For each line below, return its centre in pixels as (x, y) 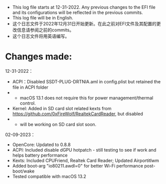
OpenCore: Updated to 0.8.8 (41, 145)
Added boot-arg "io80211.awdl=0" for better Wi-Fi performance (78, 166)
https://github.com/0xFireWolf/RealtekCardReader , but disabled (78, 114)
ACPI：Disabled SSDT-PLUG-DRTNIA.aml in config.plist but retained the (86, 81)
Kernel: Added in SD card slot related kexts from (62, 108)
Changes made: (39, 57)
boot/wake (23, 171)
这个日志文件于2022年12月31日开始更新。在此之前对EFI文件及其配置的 (84, 24)
